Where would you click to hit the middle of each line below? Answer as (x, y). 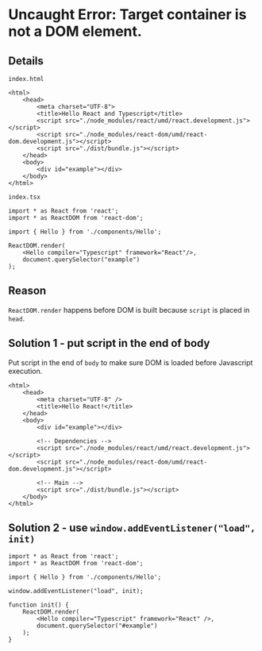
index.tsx (25, 197)
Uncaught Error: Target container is (127, 15)
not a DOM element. (75, 31)
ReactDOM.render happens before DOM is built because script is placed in (129, 310)
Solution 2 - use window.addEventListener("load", (132, 528)
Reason (27, 291)
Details (26, 61)
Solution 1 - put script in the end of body (109, 343)
